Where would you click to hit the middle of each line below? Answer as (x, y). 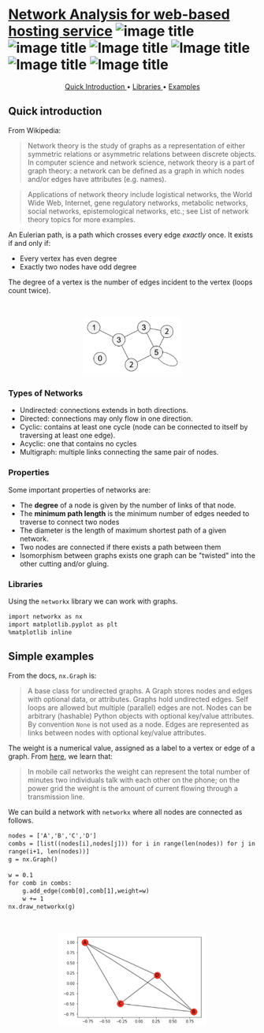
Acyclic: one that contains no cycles (78, 444)
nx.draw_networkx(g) (42, 907)
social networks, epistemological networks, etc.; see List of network (138, 211)
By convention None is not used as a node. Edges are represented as (138, 724)
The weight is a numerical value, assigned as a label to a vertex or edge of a (132, 748)
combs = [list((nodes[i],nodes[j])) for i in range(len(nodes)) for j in (132, 843)
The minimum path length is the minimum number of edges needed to (134, 513)
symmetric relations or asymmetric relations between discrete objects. (142, 154)
